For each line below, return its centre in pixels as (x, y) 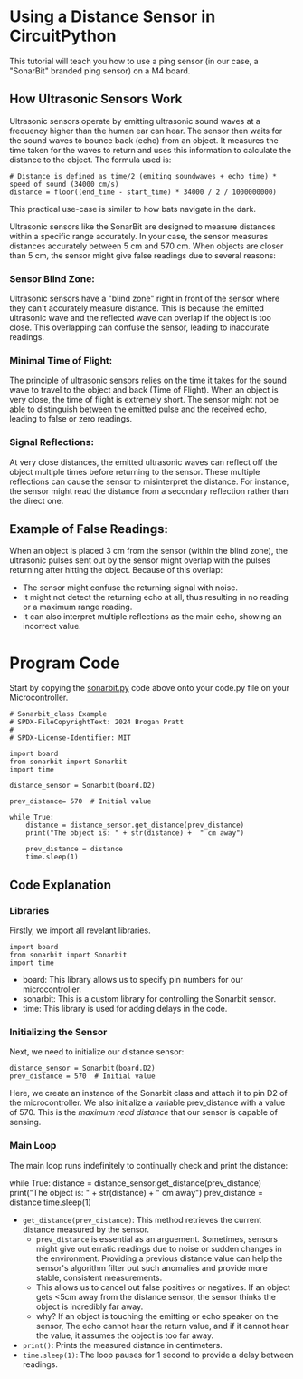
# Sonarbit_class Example (58, 714)
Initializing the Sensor (58, 1032)
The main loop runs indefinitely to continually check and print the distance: (149, 1165)
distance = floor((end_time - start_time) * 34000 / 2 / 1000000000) (143, 192)
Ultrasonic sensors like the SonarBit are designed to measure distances (142, 226)
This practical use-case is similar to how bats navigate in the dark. (133, 209)
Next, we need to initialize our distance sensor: (97, 1052)
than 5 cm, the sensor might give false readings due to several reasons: (142, 255)
